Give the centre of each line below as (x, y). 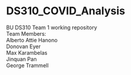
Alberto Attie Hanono (32, 40)
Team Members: (26, 33)
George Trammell (27, 65)
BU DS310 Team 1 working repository (52, 27)
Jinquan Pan (21, 59)
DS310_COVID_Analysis (66, 11)
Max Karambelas (27, 52)
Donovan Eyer (24, 46)
